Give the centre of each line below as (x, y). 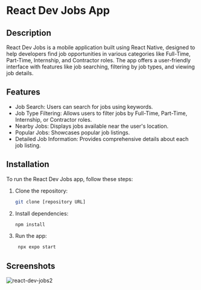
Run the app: (31, 236)
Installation (28, 164)
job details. (20, 73)
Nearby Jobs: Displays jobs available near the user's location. (92, 126)
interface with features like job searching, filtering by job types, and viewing (101, 67)
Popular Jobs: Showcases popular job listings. (72, 132)
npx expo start (37, 247)
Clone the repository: (41, 191)
